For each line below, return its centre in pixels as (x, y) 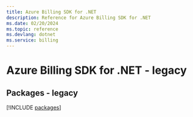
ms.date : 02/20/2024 (33, 23)
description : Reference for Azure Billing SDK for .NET (79, 18)
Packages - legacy (42, 93)
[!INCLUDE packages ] (34, 108)
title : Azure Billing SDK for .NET (51, 12)
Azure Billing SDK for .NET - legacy (96, 70)
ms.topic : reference (33, 29)
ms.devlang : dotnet (31, 35)
